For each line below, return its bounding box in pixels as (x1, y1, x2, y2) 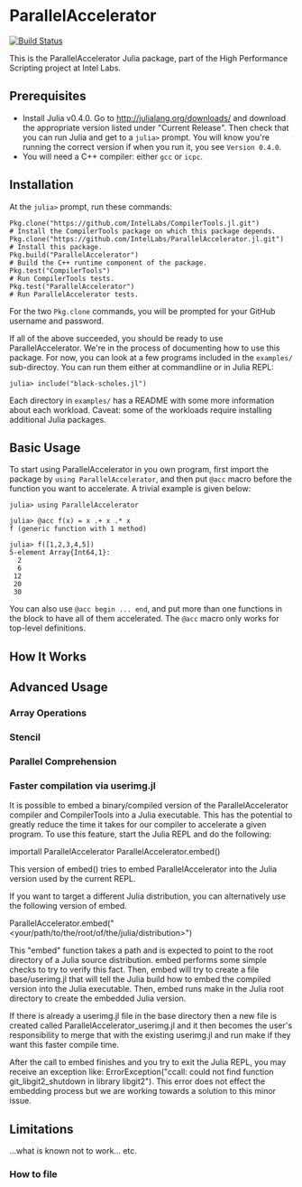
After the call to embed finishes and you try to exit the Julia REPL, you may (9, 1057, 287, 1068)
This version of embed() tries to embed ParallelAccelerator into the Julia (9, 864, 278, 874)
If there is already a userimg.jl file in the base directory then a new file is (9, 1011, 278, 1022)
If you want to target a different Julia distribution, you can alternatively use (9, 891, 287, 902)
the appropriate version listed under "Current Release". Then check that (22, 122, 289, 133)
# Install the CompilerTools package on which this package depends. (9, 227, 277, 236)
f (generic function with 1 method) (9, 525, 147, 534)
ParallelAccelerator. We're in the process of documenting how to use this (9, 342, 281, 353)
